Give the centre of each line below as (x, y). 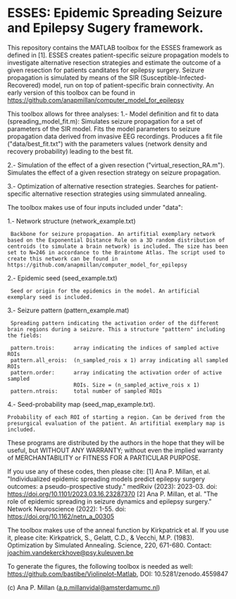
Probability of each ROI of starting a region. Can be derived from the (116, 417)
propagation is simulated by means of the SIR (73, 77)
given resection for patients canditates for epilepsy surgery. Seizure (106, 70)
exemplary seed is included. (50, 297)
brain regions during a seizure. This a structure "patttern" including (116, 329)
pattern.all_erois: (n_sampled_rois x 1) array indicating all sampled (119, 360)
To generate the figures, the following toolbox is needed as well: (100, 566)
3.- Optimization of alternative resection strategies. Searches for (101, 186)
